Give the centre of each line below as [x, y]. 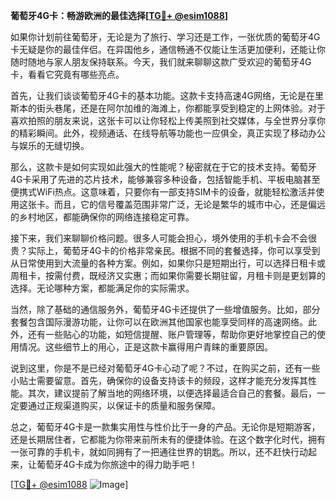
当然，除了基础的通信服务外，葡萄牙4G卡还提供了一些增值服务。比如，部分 [165, 309]
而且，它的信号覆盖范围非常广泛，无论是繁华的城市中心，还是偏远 [189, 204]
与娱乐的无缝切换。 [50, 145]
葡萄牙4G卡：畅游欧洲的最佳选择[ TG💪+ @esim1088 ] [119, 15]
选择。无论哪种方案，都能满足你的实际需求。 [102, 288]
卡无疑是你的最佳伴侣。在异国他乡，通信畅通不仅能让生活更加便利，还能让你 [168, 49]
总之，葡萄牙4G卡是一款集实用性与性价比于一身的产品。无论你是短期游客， [165, 427]
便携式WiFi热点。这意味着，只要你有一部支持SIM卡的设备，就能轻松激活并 [163, 192]
